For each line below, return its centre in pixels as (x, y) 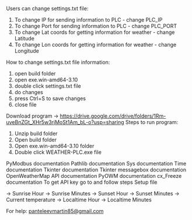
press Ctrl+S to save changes (50, 98)
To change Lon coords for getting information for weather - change (95, 44)
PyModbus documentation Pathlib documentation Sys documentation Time (96, 164)
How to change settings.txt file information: (58, 62)
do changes (29, 92)
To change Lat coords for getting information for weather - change (95, 32)
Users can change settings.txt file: (47, 8)
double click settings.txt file (48, 86)
